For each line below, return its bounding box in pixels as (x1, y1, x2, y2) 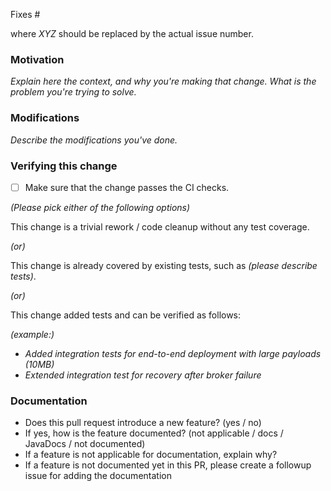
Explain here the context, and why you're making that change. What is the (10, 75, 317, 88)
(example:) (10, 328, 55, 340)
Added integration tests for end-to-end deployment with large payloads (24, 347, 322, 359)
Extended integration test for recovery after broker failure (24, 369, 262, 381)
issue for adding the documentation (24, 470, 172, 482)
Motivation (10, 52, 65, 66)
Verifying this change (10, 159, 118, 173)
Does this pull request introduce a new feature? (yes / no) (24, 417, 262, 429)
